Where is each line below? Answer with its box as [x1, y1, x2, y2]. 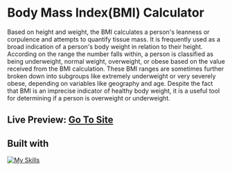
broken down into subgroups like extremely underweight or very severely [7, 71, 216, 80]
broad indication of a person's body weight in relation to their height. [7, 42, 203, 51]
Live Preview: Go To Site [7, 114, 114, 126]
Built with [7, 137, 49, 150]
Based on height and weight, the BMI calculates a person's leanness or [7, 28, 210, 36]
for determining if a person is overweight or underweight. [7, 93, 171, 102]
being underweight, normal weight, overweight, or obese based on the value [7, 57, 225, 65]
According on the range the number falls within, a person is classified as [7, 50, 213, 58]
